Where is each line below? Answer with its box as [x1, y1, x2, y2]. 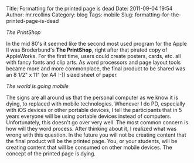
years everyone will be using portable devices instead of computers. [6, 113, 172, 120]
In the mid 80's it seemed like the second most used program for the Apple [6, 40, 188, 47]
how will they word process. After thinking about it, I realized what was [6, 125, 177, 132]
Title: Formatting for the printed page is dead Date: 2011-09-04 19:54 [6, 5, 173, 12]
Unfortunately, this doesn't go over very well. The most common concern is [6, 119, 189, 125]
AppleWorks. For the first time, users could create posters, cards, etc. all [6, 53, 181, 59]
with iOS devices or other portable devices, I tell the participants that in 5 [6, 107, 182, 113]
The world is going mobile [6, 83, 69, 90]
